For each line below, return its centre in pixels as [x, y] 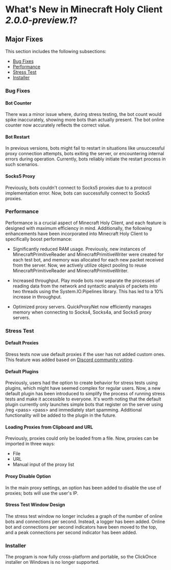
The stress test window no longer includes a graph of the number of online [84, 516]
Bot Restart [17, 137]
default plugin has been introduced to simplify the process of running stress [85, 394]
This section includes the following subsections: [56, 51]
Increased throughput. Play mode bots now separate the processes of [86, 280]
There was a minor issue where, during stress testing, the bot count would [83, 114]
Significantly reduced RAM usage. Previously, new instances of [79, 249]
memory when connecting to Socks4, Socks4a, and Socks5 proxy [82, 312]
